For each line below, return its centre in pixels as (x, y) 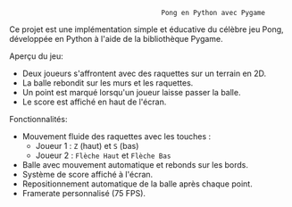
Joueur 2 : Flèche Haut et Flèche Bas (103, 155)
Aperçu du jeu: (37, 56)
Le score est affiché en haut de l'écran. (94, 102)
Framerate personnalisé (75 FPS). (83, 193)
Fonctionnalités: (38, 119)
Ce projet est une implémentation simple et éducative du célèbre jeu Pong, (146, 29)
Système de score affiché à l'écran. (88, 174)
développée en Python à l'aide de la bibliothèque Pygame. (116, 39)
